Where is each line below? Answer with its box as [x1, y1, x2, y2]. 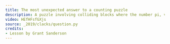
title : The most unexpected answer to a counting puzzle [5, 7, 128, 13]
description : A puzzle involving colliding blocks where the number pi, [5, 12, 162, 17]
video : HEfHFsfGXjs [5, 17, 47, 22]
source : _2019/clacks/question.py [5, 21, 78, 27]
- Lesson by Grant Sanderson [5, 31, 67, 36]
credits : [5, 26, 24, 31]
